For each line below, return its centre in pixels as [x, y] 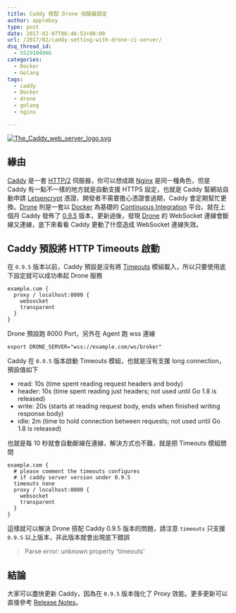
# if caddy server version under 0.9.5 [72, 478]
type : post [23, 27]
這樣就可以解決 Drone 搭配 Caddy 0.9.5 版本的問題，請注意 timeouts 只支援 [116, 529]
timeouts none [34, 484]
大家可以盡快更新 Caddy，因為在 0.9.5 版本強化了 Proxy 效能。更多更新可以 [118, 594]
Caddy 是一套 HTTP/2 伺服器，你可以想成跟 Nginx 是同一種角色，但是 [109, 180]
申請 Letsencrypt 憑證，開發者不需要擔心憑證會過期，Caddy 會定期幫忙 [117, 198]
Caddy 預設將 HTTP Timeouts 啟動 [83, 248]
